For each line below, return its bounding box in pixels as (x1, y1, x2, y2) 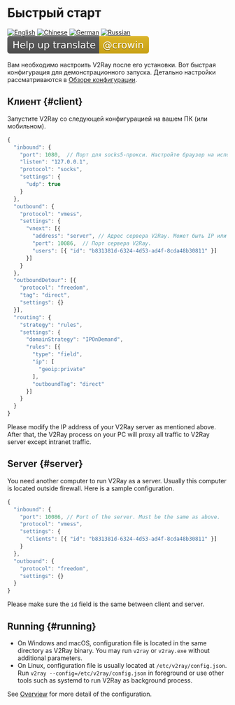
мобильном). (7, 121, 47, 130)
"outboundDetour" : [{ (13, 277, 77, 284)
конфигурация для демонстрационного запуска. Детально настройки (7, 68, 216, 76)
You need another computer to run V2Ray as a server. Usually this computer (7, 476, 227, 485)
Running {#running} (7, 620, 97, 632)
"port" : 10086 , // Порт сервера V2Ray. (32, 240, 152, 247)
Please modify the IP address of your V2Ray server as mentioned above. (7, 423, 217, 431)
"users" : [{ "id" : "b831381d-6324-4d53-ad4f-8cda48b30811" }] (32, 247, 218, 254)
